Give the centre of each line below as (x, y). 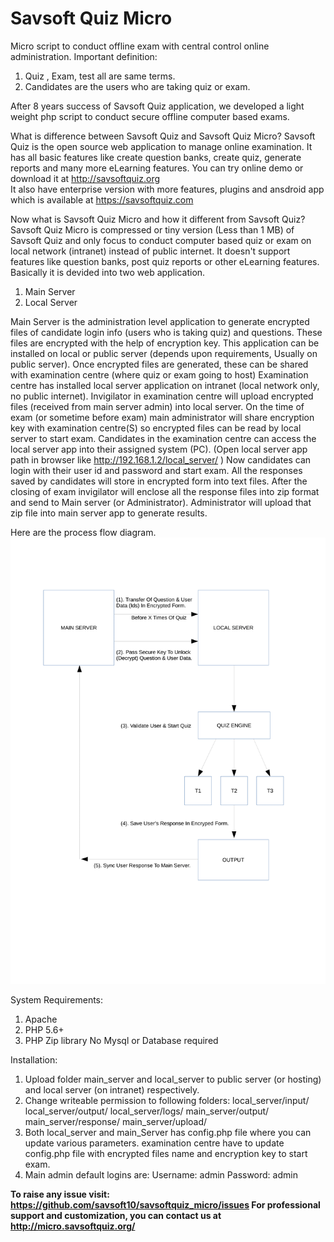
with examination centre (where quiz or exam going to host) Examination (159, 374)
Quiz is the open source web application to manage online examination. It (161, 146)
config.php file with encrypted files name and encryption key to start (166, 1153)
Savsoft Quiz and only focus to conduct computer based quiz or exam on (161, 240)
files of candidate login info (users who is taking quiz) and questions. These (166, 332)
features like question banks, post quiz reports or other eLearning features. (165, 261)
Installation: (34, 1059)
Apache (41, 1019)
